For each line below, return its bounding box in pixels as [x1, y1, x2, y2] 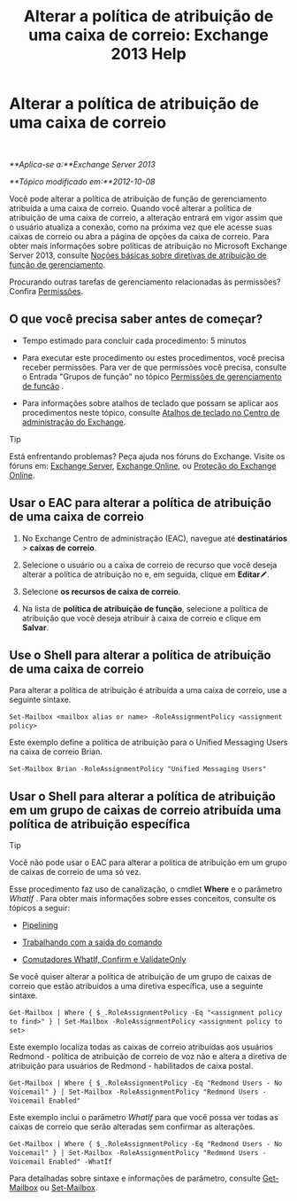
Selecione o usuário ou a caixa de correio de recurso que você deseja [21, 559, 278, 570]
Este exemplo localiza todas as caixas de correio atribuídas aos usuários [9, 1041, 274, 1052]
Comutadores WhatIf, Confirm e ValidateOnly [21, 955, 187, 965]
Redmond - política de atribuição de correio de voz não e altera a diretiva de [9, 1051, 287, 1062]
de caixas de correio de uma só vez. [9, 867, 141, 877]
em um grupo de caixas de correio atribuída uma [9, 802, 281, 817]
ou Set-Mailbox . [39, 1182, 98, 1193]
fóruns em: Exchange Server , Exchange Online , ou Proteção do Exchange [9, 460, 277, 471]
